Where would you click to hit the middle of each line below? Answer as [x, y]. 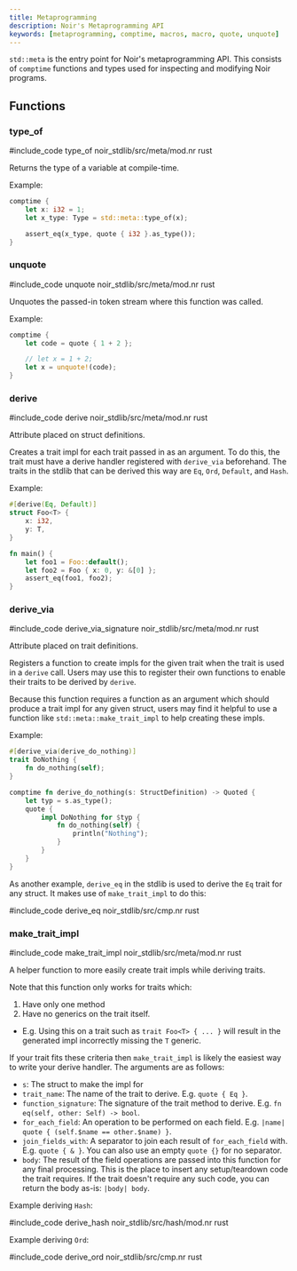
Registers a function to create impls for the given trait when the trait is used [147, 663]
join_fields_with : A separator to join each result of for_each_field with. [155, 1141]
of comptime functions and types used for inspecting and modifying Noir [140, 68]
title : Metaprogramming [53, 17]
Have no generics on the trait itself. [86, 1014]
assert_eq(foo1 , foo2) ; [69, 578]
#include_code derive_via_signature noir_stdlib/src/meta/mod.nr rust [134, 629]
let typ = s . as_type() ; [69, 800]
